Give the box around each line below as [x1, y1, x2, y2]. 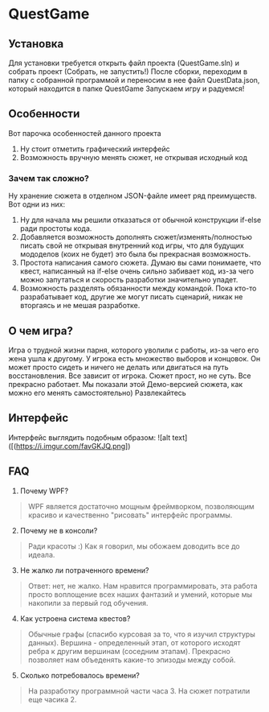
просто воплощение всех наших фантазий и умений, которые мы [27, 589, 253, 599]
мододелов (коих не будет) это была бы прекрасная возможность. [19, 249, 251, 259]
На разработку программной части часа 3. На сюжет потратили [27, 685, 251, 696]
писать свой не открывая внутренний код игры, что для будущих [19, 241, 245, 250]
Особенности [8, 107, 80, 121]
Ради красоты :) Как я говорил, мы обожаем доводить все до [27, 541, 240, 551]
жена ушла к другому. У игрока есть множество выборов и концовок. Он [8, 353, 261, 363]
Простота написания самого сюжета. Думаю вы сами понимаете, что [19, 258, 262, 268]
